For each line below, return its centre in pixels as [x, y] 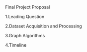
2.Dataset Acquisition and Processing [43, 26]
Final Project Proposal [28, 7]
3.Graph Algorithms [25, 36]
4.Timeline [16, 45]
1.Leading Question [25, 16]
